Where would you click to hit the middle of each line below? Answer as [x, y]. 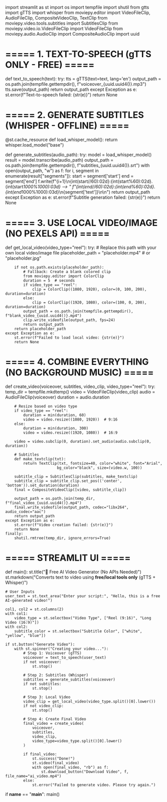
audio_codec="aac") [26, 511]
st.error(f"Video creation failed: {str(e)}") [64, 525]
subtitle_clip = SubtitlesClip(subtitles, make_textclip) [76, 476]
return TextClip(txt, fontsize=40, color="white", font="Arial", [93, 463]
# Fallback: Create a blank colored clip [67, 272]
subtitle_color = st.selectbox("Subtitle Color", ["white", [78, 631]
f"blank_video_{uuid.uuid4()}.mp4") [43, 316]
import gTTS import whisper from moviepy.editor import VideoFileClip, [78, 13]
